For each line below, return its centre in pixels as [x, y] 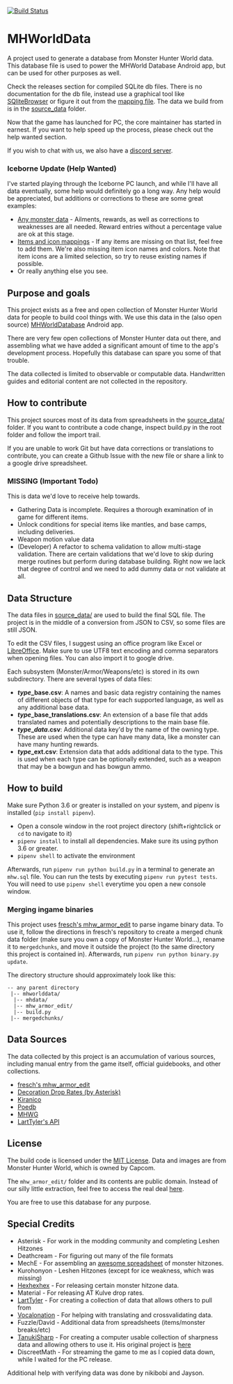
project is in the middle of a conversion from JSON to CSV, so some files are [116, 622]
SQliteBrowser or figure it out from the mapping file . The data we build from [115, 101]
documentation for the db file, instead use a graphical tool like [96, 93]
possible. [30, 264]
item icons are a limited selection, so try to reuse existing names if [112, 256]
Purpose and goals [49, 293]
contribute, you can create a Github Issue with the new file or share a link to [115, 456]
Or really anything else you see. [63, 271]
